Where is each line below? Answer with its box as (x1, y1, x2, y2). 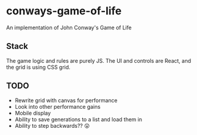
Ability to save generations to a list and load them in (14, 115, 142, 123)
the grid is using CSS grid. (6, 63, 70, 70)
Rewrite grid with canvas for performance (14, 97, 118, 104)
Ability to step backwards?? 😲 (14, 122, 90, 129)
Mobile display (14, 109, 51, 116)
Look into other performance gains (14, 103, 101, 110)
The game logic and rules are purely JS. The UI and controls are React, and (6, 57, 192, 64)
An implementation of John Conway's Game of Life (6, 24, 132, 31)
